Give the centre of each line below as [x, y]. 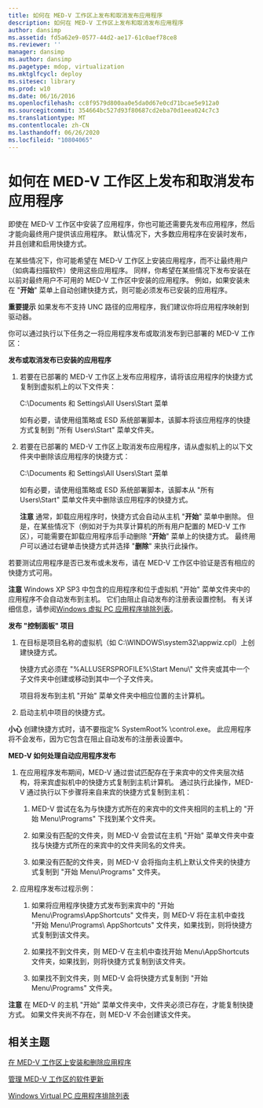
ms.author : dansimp [40, 60]
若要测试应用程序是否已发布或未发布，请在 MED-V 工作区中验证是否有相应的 [131, 563]
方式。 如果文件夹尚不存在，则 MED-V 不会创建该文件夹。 [102, 1015]
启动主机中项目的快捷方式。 [64, 713]
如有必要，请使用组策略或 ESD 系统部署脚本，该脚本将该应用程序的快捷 [135, 420]
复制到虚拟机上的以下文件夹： [68, 387]
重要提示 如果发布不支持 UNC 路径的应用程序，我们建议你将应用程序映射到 [129, 307]
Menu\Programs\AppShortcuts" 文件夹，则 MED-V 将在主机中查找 [138, 915]
